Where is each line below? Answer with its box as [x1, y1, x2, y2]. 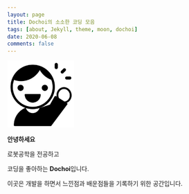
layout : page [7, 11, 45, 18]
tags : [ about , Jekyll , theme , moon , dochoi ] [7, 26, 138, 33]
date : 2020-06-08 [7, 33, 57, 40]
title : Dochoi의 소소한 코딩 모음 [7, 18, 96, 26]
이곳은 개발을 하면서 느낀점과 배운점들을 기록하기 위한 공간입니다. [7, 179, 183, 187]
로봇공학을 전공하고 [7, 150, 60, 158]
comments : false [7, 40, 54, 48]
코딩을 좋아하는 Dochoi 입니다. [7, 164, 89, 173]
